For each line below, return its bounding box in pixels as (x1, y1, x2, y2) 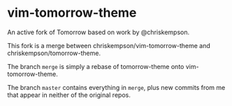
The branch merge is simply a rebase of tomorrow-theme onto (7, 62, 184, 70)
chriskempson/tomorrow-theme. (7, 49, 101, 57)
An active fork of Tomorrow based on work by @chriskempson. (7, 28, 190, 36)
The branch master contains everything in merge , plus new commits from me (7, 83, 226, 91)
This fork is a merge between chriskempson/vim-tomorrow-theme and (7, 41, 211, 50)
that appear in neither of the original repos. (7, 91, 131, 99)
